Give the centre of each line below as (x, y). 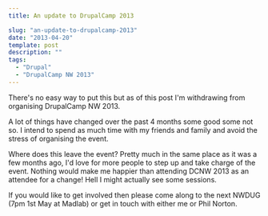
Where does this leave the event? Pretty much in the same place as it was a (133, 154)
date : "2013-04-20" (41, 38)
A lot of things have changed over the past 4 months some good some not (131, 122)
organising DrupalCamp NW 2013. (64, 106)
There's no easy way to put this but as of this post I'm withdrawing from (127, 98)
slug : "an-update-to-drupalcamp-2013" (73, 30)
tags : (17, 60)
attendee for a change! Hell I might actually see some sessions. (113, 179)
